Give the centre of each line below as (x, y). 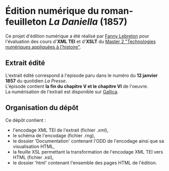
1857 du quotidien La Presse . (36, 81)
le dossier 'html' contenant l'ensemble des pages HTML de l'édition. (85, 163)
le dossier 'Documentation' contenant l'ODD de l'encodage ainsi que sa (88, 141)
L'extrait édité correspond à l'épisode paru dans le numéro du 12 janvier (82, 75)
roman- (117, 11)
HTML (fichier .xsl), (33, 157)
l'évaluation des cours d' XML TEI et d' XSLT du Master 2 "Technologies (81, 41)
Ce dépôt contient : (26, 120)
